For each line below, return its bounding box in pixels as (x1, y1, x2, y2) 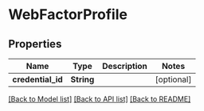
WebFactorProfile (8, 6, 127, 24)
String (70, 74, 95, 85)
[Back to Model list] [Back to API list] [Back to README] (8, 94, 191, 104)
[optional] (155, 74, 192, 85)
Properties (8, 37, 62, 51)
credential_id (12, 74, 64, 85)
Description (102, 61, 147, 71)
